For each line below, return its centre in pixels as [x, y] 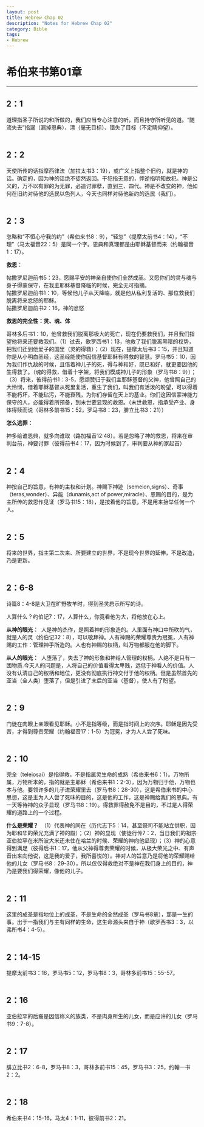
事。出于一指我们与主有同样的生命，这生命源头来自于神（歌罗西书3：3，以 [100, 922]
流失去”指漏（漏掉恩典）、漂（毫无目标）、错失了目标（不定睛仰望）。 [91, 127]
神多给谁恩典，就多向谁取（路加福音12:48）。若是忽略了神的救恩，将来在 [97, 436]
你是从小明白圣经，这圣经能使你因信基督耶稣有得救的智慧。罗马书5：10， [98, 357]
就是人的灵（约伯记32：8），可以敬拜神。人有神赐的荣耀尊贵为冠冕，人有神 [100, 637]
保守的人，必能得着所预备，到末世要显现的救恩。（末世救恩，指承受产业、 [98, 403]
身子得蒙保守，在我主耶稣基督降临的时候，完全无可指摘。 [78, 285]
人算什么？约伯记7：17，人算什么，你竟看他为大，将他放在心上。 [87, 616]
